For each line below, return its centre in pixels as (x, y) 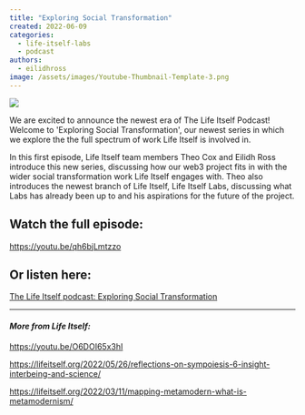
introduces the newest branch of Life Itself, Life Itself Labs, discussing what (151, 186)
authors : (26, 60)
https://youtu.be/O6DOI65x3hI (66, 346)
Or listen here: (51, 274)
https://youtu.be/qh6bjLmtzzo (65, 246)
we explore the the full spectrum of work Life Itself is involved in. (130, 139)
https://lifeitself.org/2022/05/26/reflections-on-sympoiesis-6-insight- (140, 364)
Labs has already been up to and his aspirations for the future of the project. (152, 196)
